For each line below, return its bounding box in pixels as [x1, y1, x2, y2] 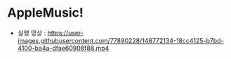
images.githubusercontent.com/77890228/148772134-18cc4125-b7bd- [17, 36, 224, 44]
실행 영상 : [17, 28, 46, 37]
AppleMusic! [7, 5, 84, 21]
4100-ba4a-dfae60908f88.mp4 [17, 44, 110, 52]
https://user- [47, 28, 84, 37]
